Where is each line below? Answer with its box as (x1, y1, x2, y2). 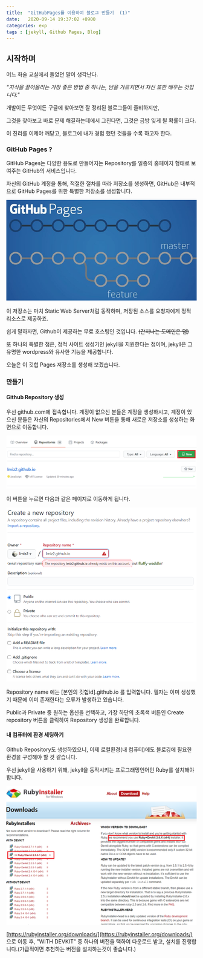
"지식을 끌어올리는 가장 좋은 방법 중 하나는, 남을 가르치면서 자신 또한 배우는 (6, 83, 183, 91)
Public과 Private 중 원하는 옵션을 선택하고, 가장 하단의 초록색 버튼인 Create (6, 708, 184, 716)
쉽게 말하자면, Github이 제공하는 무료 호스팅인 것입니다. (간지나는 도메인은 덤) (6, 327, 189, 335)
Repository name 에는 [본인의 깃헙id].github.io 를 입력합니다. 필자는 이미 (6, 688, 180, 696)
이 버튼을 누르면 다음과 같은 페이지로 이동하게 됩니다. (6, 495, 130, 502)
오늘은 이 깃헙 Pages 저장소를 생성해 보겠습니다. (6, 360, 120, 368)
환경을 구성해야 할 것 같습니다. (6, 753, 77, 760)
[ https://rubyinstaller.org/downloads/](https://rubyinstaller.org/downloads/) (6, 930, 193, 937)
